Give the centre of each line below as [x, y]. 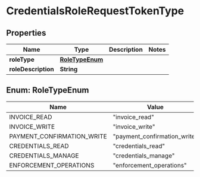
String [69, 69]
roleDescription [32, 69]
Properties [26, 33]
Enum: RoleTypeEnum [48, 90]
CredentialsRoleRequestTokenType [95, 11]
